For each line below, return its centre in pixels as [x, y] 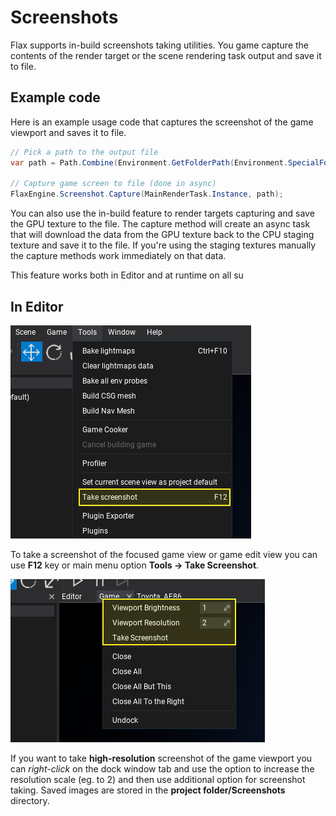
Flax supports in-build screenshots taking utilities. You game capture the [159, 45]
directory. [30, 800]
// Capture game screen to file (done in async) [113, 184]
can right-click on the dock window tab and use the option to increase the [162, 768]
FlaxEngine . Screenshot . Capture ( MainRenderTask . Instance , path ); [147, 194]
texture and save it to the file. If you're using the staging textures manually [163, 245]
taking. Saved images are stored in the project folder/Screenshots [148, 790]
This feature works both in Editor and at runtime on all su [127, 275]
